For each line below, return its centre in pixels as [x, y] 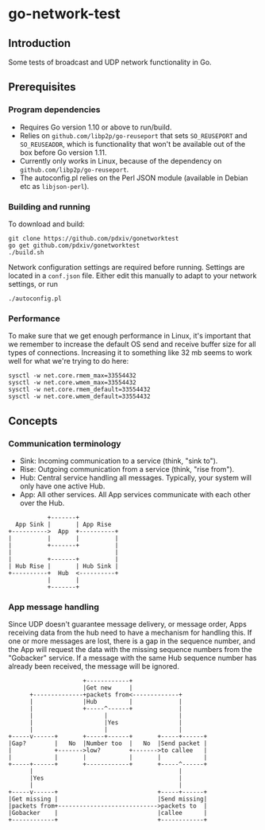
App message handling [54, 607]
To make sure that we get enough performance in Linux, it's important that [130, 336]
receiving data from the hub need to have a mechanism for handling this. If [130, 633]
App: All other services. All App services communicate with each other [135, 494]
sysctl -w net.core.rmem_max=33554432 [72, 376]
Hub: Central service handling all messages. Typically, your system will [136, 477]
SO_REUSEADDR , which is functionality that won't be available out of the [132, 144]
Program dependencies [54, 110]
